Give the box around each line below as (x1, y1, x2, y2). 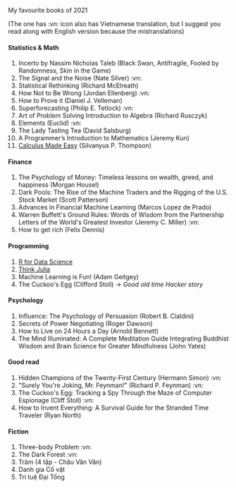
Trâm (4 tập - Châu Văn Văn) (18, 458, 102, 466)
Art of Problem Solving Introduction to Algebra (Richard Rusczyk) (18, 111, 208, 120)
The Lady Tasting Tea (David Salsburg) (18, 126, 132, 135)
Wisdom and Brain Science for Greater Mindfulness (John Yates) (18, 341, 206, 350)
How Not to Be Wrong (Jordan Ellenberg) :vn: (18, 89, 150, 97)
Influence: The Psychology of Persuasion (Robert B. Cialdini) (18, 312, 194, 320)
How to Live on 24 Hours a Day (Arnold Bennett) (18, 327, 159, 335)
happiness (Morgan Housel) (18, 181, 99, 189)
